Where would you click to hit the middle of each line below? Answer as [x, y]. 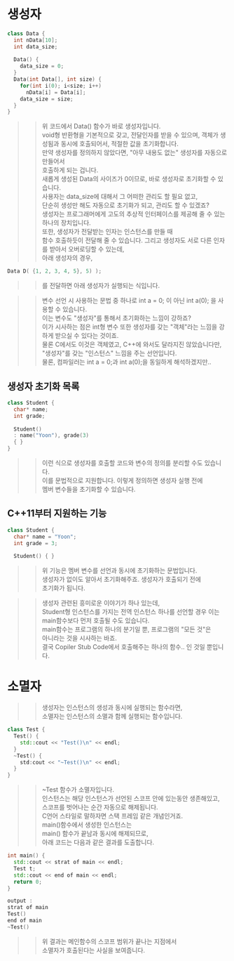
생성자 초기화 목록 [43, 386]
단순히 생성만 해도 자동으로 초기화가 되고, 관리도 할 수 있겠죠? [126, 205]
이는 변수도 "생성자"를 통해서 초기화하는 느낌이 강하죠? [116, 318]
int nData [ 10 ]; [36, 40]
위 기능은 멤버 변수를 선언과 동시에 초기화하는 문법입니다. [119, 570]
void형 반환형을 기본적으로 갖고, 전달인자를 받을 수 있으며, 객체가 [130, 135]
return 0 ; [28, 882]
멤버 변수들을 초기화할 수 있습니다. [89, 489]
